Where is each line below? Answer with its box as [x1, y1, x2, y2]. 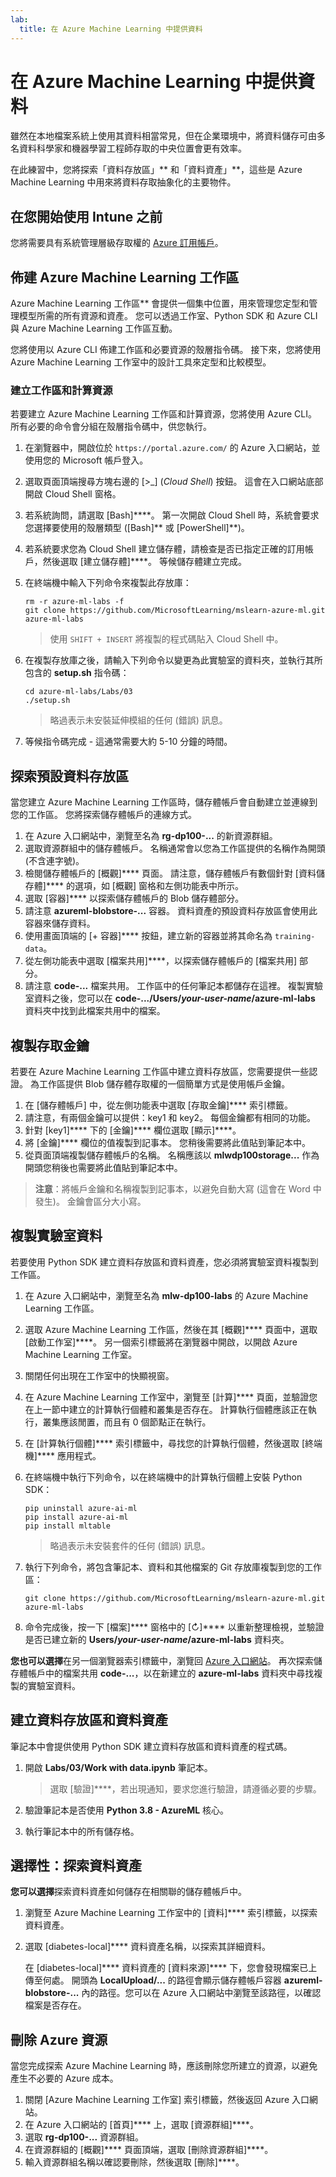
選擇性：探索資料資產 [10, 1857, 142, 1874]
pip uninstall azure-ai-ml [24, 1503, 138, 1513]
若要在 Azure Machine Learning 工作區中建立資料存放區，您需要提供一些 [10, 1065, 310, 1077]
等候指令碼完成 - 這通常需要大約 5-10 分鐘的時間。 [24, 736, 233, 748]
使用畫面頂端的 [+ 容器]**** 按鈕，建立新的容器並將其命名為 [24, 930, 273, 942]
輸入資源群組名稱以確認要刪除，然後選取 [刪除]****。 [24, 2156, 245, 2168]
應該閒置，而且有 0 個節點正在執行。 [59, 1416, 212, 1428]
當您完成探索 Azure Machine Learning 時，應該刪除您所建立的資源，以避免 [10, 2060, 318, 2072]
